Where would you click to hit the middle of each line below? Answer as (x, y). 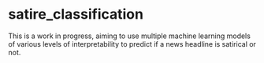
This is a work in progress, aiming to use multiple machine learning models (129, 36)
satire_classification (76, 14)
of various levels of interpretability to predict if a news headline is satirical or (132, 44)
